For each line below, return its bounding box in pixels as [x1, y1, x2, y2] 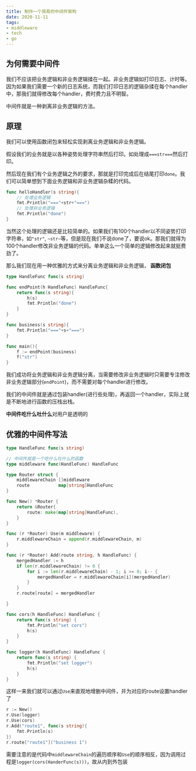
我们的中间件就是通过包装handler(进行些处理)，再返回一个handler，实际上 [6, 391, 184, 398]
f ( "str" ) [16, 354, 38, 360]
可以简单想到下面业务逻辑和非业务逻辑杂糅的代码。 [10, 177, 134, 184]
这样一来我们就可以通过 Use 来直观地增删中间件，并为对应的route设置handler [6, 688, 188, 695]
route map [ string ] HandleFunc [16, 483, 114, 488]
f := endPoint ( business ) [16, 349, 77, 354]
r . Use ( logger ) [6, 712, 41, 718]
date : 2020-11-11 [6, 14, 48, 20]
